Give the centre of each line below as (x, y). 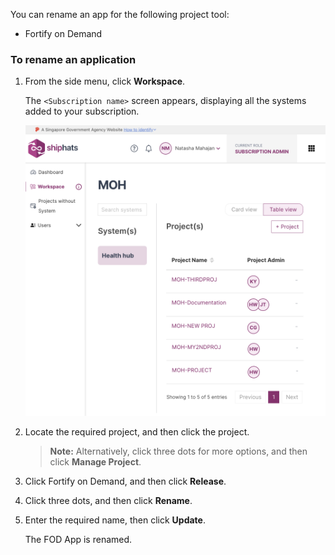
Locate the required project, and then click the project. (137, 431)
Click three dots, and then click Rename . (108, 500)
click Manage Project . (95, 461)
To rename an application (73, 59)
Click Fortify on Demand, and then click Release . (125, 481)
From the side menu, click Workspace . (105, 81)
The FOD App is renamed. (78, 539)
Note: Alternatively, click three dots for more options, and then (178, 451)
